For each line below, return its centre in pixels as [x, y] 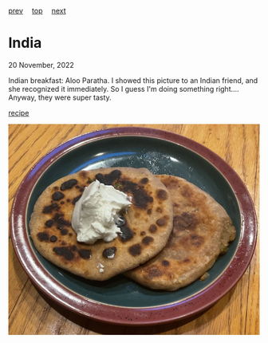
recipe [19, 112]
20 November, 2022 [41, 65]
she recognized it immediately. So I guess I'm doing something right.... [124, 89]
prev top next [37, 11]
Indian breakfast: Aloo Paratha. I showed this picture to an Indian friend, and [133, 80]
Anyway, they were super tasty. [60, 97]
